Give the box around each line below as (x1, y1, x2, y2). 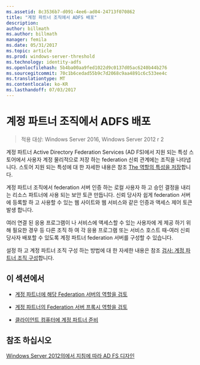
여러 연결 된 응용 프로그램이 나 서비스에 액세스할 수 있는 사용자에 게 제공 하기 (6, 219, 185, 226)
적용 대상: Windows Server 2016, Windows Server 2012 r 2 (20, 136, 164, 143)
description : (6, 20, 39, 26)
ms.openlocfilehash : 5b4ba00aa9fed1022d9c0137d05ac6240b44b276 (6, 64, 168, 71)
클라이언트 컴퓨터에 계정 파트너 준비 (14, 316, 99, 323)
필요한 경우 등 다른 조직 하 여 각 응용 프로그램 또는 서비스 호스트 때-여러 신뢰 (12, 226, 190, 234)
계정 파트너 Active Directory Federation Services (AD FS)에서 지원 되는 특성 (6, 148, 188, 155)
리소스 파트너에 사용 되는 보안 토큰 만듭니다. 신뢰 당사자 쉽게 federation (12, 191, 180, 198)
